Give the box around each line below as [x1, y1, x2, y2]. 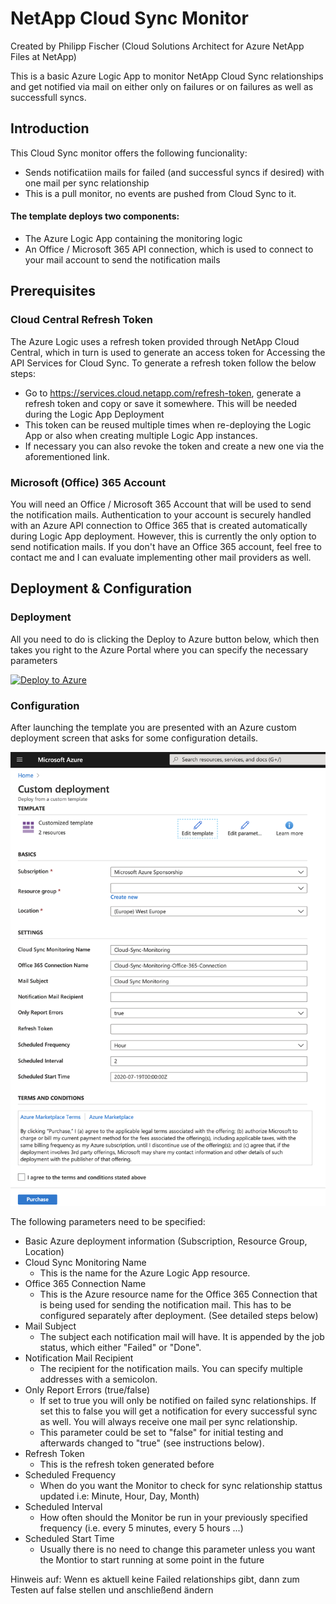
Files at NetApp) [10, 50, 77, 62]
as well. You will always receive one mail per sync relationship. [39, 1415, 298, 1427]
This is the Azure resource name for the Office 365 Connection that [39, 1288, 318, 1300]
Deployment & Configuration [10, 580, 193, 597]
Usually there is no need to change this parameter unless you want [39, 1543, 316, 1555]
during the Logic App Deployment [24, 408, 165, 420]
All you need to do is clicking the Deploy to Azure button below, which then [10, 633, 320, 645]
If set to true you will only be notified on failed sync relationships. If [39, 1394, 317, 1406]
